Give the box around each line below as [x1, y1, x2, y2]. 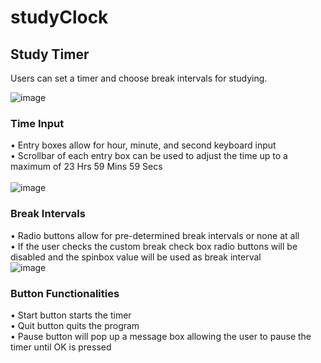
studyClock [10, 6, 109, 29]
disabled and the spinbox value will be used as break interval [10, 251, 262, 263]
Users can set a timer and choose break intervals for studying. [10, 72, 268, 84]
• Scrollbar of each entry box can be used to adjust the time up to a [10, 150, 288, 162]
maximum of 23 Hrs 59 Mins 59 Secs [10, 161, 163, 173]
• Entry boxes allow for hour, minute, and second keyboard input [10, 139, 277, 151]
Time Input [10, 116, 65, 130]
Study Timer [10, 46, 90, 63]
